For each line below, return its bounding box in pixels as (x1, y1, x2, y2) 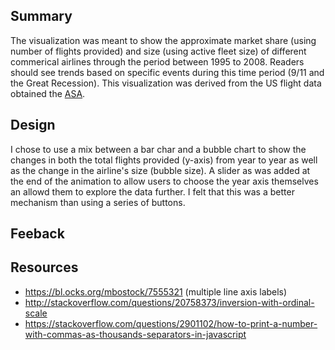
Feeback (10, 225, 65, 243)
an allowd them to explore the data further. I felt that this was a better (10, 185, 295, 198)
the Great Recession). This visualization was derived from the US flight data (10, 77, 322, 89)
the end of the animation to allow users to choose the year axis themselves (10, 175, 319, 187)
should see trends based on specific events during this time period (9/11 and (10, 66, 325, 78)
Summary (10, 8, 73, 25)
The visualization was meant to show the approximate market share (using (10, 34, 317, 46)
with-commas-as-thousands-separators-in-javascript (24, 328, 247, 340)
